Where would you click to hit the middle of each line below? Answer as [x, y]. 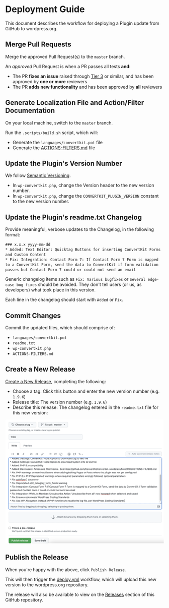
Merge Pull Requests [38, 45]
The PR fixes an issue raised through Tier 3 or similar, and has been [83, 76]
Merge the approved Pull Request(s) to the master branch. [65, 56]
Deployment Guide [45, 9]
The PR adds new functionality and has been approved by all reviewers [87, 87]
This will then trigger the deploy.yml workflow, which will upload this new [81, 579]
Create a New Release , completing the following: [56, 381]
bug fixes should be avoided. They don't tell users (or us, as [79, 285]
